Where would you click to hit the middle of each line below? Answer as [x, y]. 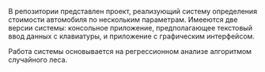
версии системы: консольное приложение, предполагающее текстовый [131, 28]
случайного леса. [38, 59]
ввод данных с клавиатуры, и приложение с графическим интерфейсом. [132, 36]
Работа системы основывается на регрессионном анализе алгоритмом [130, 51]
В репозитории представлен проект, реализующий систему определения [133, 11]
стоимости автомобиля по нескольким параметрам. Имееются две [123, 20]
